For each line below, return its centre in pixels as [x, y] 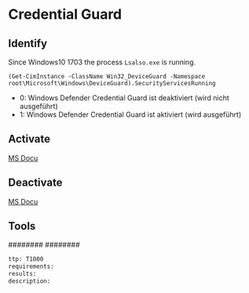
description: [29, 281]
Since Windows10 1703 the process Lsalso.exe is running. [102, 62]
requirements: [31, 267]
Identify [28, 43]
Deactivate [35, 183]
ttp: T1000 [26, 259]
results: [22, 274]
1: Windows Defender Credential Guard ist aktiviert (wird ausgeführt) [130, 114]
